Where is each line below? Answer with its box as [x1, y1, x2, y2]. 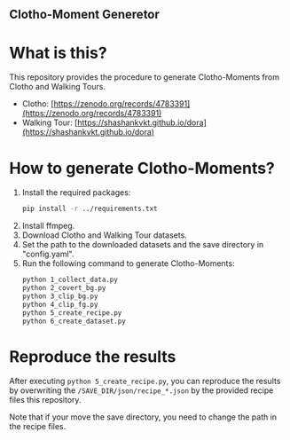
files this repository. [9, 395, 82, 405]
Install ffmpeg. [21, 221, 75, 232]
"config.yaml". [21, 248, 74, 260]
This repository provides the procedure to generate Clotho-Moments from [9, 72, 279, 82]
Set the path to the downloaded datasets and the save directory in [21, 240, 264, 250]
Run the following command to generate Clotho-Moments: [21, 258, 235, 269]
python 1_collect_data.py [21, 275, 118, 285]
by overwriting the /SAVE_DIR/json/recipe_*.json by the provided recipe [9, 385, 274, 396]
